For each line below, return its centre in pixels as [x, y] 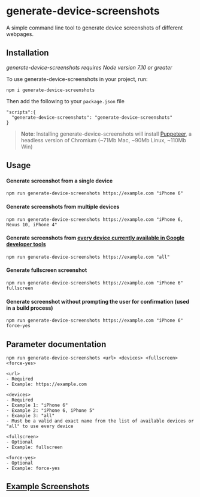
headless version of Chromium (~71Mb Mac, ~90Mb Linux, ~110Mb [104, 140]
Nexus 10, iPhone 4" [32, 224]
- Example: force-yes [33, 468]
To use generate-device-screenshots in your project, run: [77, 79]
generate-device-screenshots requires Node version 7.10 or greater [89, 67]
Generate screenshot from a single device [59, 181]
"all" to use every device [40, 426]
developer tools [26, 244]
